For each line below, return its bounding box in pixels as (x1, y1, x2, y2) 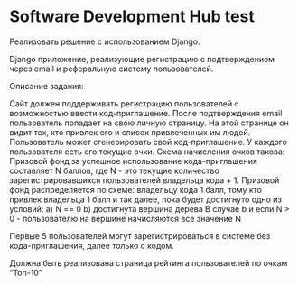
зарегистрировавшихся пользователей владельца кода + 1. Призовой (9, 174, 280, 186)
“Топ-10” (9, 267, 42, 278)
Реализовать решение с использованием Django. (9, 36, 200, 47)
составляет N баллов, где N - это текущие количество (9, 165, 219, 176)
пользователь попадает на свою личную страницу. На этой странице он (9, 117, 289, 128)
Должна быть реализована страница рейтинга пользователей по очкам (9, 257, 288, 268)
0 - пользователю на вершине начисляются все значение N (9, 213, 242, 224)
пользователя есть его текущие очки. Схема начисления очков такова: (9, 146, 285, 157)
